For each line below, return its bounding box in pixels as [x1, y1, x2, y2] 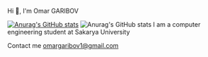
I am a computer [153, 20, 201, 28]
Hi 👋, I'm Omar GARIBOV [7, 7, 79, 15]
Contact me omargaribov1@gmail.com [7, 42, 119, 49]
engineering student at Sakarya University [7, 28, 130, 36]
